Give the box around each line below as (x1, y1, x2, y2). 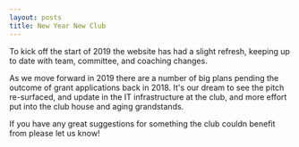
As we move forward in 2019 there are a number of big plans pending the (9, 72, 279, 83)
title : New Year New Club (9, 21, 106, 30)
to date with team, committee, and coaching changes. (9, 55, 208, 66)
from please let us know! (9, 127, 100, 138)
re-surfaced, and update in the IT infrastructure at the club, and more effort (9, 91, 287, 102)
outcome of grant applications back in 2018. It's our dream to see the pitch (9, 82, 285, 93)
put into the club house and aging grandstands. (9, 101, 184, 111)
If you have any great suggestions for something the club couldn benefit (9, 118, 276, 129)
